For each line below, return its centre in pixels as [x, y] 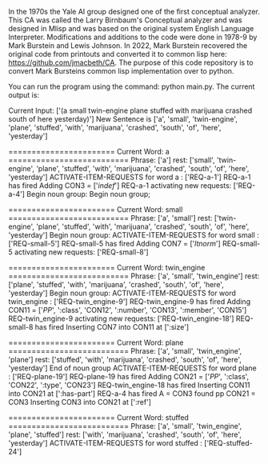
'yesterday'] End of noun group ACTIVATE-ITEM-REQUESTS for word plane [133, 368]
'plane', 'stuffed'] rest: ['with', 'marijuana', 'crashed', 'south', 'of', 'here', [125, 434]
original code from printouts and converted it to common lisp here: [118, 54]
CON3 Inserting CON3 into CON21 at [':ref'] [80, 402]
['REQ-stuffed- [228, 443]
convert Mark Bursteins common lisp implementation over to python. [121, 71]
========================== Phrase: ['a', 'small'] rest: [110, 218]
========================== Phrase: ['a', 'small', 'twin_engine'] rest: [134, 276]
